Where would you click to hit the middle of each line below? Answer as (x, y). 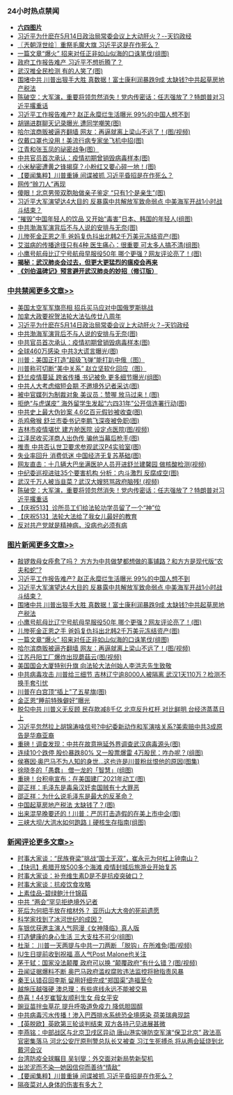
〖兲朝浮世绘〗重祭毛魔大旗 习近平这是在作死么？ (88, 45)
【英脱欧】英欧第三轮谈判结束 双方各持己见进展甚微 (91, 1024)
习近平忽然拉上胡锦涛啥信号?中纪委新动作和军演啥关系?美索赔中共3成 (117, 726)
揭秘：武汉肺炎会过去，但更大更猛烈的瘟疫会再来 (87, 262)
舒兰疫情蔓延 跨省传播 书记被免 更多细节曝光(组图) (89, 377)
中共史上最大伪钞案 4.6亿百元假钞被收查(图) (80, 411)
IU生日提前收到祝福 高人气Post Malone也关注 (82, 954)
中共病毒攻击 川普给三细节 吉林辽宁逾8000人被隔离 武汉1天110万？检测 (119, 674)
